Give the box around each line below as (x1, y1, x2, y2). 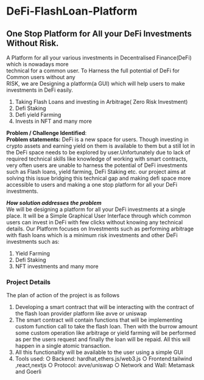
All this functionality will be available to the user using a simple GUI (15, 348, 183, 356)
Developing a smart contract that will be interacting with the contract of (15, 303, 195, 311)
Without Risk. (6, 38, 59, 48)
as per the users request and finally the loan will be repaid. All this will (15, 336, 191, 343)
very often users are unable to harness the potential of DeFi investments (6, 162, 188, 168)
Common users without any (6, 74, 76, 80)
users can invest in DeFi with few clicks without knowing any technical (6, 219, 183, 226)
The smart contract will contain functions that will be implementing (15, 316, 183, 323)
